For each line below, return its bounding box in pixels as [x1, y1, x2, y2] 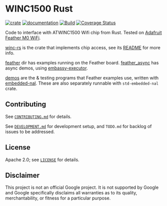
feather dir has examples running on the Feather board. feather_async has [5, 59, 159, 65]
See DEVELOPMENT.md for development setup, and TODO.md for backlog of [5, 123, 152, 129]
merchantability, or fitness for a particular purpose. [5, 195, 111, 201]
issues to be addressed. [5, 128, 55, 134]
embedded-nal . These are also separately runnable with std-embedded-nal [5, 80, 159, 86]
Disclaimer [5, 171, 40, 179]
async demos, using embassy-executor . [5, 65, 88, 71]
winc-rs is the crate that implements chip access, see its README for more [5, 44, 161, 50]
